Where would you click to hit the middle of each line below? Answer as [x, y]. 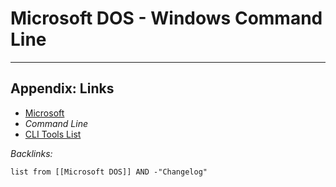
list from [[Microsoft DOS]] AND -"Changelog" [109, 172]
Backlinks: [31, 153]
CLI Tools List [53, 134]
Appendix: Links [62, 88]
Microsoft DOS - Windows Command [166, 18]
